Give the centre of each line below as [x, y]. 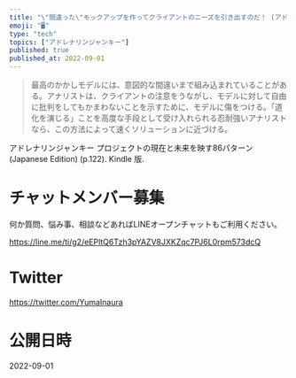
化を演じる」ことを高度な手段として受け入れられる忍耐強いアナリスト [159, 118]
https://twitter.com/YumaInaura [66, 302]
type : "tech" [33, 34]
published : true [39, 50]
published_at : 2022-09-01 [57, 58]
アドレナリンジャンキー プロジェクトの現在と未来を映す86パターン [131, 148]
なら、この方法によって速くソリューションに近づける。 [132, 129]
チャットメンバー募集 [87, 198]
